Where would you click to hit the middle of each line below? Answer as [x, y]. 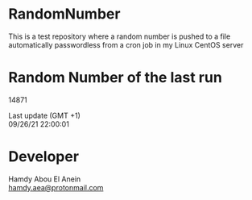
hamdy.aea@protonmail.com [56, 187]
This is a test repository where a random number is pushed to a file [120, 36]
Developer [43, 157]
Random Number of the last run [116, 78]
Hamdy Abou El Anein [45, 179]
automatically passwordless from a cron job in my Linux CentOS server [126, 44]
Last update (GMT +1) [44, 115]
